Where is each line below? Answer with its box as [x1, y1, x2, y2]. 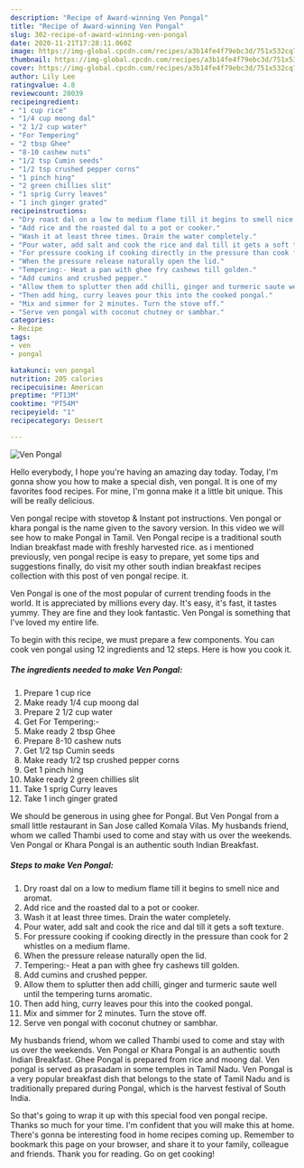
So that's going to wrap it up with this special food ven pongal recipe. [10, 1109, 269, 1121]
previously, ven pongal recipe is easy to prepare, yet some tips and [10, 551, 260, 561]
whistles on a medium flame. [23, 940, 130, 951]
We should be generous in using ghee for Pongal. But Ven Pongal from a [10, 810, 279, 821]
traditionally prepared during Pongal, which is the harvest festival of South [10, 1082, 287, 1094]
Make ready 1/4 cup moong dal [23, 697, 139, 708]
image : [10, 47, 35, 56]
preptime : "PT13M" [10, 391, 79, 400]
